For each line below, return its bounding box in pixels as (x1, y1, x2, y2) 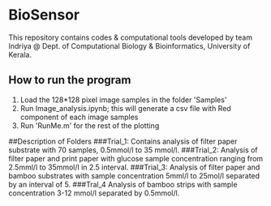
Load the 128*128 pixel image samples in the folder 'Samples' (19, 95, 227, 105)
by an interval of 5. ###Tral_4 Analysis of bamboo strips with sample (8, 179, 238, 189)
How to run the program (8, 73, 131, 87)
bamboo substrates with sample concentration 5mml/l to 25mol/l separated (8, 170, 260, 180)
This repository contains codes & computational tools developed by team (8, 32, 253, 42)
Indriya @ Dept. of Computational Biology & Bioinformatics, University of (8, 41, 251, 50)
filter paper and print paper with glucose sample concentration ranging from (8, 153, 264, 163)
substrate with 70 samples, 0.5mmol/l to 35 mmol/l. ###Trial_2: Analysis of (8, 144, 258, 155)
